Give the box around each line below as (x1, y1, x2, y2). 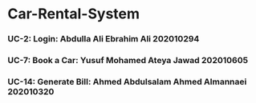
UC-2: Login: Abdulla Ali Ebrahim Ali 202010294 (7, 34, 200, 45)
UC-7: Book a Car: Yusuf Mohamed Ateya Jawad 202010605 (7, 55, 249, 66)
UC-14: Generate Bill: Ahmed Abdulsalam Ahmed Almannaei (7, 76, 247, 87)
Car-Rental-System (7, 5, 140, 23)
